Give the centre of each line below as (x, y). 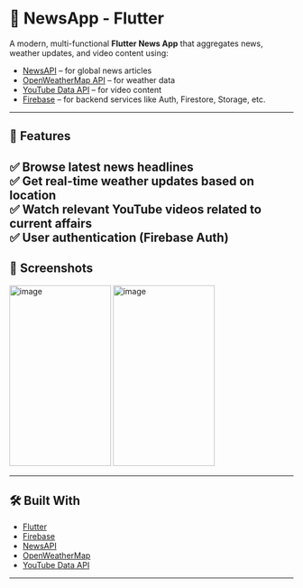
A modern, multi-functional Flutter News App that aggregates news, (136, 43)
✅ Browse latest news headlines (101, 167)
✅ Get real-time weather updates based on (132, 181)
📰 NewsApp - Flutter (87, 19)
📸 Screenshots (51, 269)
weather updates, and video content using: (89, 52)
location (33, 195)
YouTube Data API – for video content (92, 89)
